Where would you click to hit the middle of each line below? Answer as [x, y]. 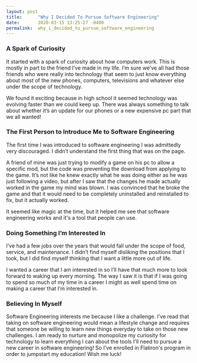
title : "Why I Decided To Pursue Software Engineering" [83, 17]
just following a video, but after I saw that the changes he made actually [93, 181]
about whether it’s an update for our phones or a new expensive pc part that [99, 110]
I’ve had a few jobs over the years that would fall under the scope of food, [96, 246]
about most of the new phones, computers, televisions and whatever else [95, 80]
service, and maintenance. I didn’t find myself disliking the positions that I [95, 252]
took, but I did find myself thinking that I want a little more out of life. [89, 258]
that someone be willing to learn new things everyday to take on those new [97, 329]
